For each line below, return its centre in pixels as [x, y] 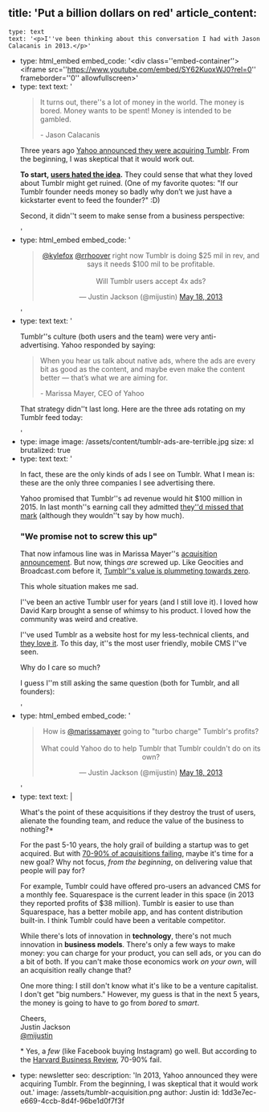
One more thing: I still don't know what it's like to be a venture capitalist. [139, 986]
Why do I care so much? [60, 668]
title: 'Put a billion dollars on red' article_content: [132, 13]
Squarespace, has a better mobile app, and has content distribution [131, 912]
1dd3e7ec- [239, 1093]
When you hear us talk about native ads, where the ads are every [147, 360]
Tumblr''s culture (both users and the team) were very [109, 336]
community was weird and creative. [79, 620]
